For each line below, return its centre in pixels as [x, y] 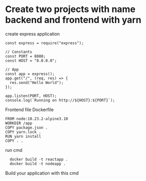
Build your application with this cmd [42, 173]
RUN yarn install [23, 136]
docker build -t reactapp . [39, 159]
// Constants [19, 52]
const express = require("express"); [44, 43]
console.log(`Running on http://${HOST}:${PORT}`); [60, 100]
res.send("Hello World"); [37, 82]
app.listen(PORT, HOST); [31, 96]
